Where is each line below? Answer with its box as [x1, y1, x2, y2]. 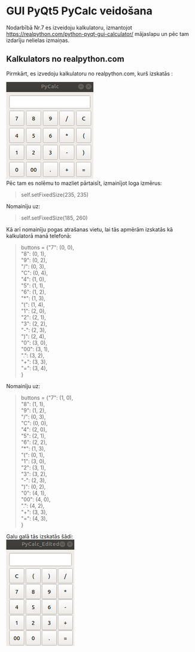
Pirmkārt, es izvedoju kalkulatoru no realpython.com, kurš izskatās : [6, 70, 173, 77]
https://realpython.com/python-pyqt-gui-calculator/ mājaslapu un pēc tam [6, 30, 190, 37]
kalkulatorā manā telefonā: [6, 232, 72, 239]
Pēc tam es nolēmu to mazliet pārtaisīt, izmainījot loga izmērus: [6, 179, 162, 187]
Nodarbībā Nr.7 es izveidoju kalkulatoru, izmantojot [6, 24, 133, 31]
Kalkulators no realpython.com [6, 54, 124, 64]
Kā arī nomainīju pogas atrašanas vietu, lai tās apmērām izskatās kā [6, 226, 173, 233]
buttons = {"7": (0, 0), [20, 243, 75, 251]
